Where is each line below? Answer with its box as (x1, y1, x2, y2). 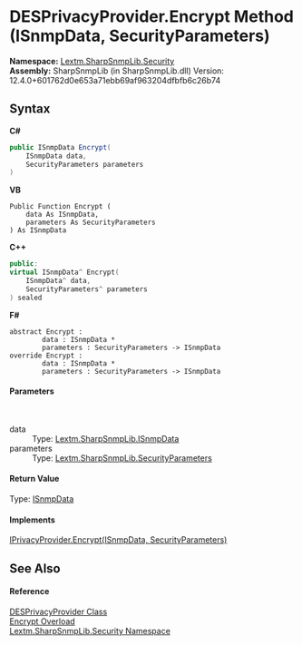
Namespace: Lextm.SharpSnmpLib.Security (9, 55, 175, 66)
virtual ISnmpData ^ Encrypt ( (9, 268, 120, 278)
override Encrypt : (9, 351, 83, 360)
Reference (9, 586, 50, 597)
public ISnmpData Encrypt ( (9, 142, 112, 151)
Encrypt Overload (9, 615, 75, 627)
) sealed (9, 293, 43, 302)
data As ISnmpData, (25, 210, 100, 220)
